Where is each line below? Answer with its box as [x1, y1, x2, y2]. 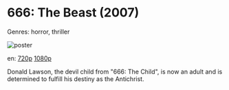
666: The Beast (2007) [7, 5, 140, 21]
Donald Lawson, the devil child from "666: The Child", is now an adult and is [7, 67, 223, 76]
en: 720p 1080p [7, 54, 52, 63]
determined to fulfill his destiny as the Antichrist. [7, 74, 144, 83]
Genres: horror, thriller [7, 27, 70, 36]
